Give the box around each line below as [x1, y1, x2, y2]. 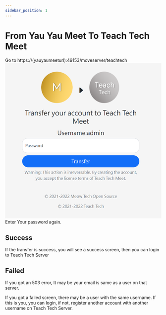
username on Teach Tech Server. [5, 305, 73, 311]
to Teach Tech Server [5, 252, 50, 258]
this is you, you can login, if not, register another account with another [5, 300, 149, 306]
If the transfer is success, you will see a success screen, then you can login [5, 247, 160, 253]
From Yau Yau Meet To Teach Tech [5, 30, 150, 41]
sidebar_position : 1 [5, 8, 48, 13]
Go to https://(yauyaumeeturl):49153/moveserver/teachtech [5, 57, 127, 63]
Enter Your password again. [5, 219, 62, 225]
